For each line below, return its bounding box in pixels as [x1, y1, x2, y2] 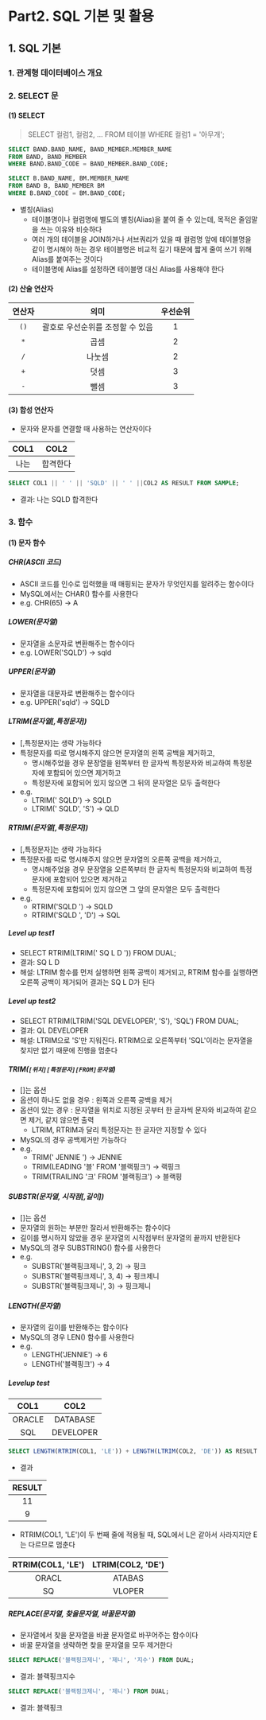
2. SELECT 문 [8, 91, 59, 102]
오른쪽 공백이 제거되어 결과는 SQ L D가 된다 [19, 978, 156, 987]
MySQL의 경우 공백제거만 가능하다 [19, 1135, 127, 1145]
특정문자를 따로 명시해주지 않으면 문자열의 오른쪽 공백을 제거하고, [19, 854, 222, 864]
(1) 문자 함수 [8, 538, 46, 547]
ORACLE [12, 1414, 44, 1425]
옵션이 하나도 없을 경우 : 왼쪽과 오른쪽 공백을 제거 [19, 1095, 172, 1105]
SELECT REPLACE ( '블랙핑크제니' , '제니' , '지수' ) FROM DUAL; [8, 1656, 195, 1664]
